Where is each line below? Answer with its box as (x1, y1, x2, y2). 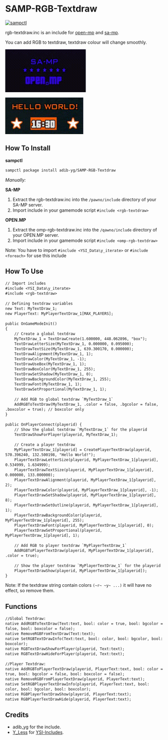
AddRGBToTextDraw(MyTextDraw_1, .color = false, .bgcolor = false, (14, 402, 158, 407)
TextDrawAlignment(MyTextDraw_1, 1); (14, 351, 94, 357)
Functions (5, 602, 38, 610)
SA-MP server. (12, 202, 43, 208)
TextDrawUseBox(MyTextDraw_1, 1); (14, 361, 87, 367)
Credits (5, 710, 29, 719)
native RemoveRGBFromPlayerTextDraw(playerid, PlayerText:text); (5, 676, 145, 682)
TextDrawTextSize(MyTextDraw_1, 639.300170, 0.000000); (14, 346, 134, 352)
